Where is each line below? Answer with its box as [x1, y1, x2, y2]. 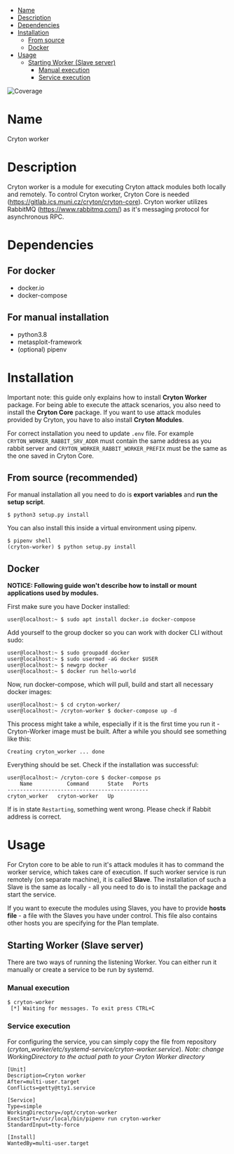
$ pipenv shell [7, 537, 52, 544]
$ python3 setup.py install [7, 511, 90, 519]
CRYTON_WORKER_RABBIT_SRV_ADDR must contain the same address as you [7, 436, 212, 445]
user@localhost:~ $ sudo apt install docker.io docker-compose [7, 616, 196, 623]
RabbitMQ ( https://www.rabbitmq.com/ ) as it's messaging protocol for [7, 205, 209, 213]
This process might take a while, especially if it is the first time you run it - [7, 720, 221, 729]
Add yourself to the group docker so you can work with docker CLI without [7, 629, 223, 637]
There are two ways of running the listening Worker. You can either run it [7, 958, 217, 966]
